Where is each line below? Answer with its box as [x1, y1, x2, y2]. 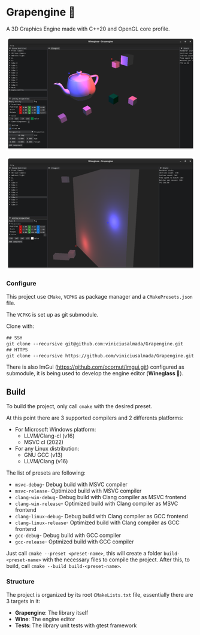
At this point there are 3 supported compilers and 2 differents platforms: [6, 414, 184, 421]
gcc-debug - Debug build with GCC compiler [14, 532, 122, 539]
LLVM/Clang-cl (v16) [23, 432, 75, 439]
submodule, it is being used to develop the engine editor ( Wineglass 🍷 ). [6, 369, 184, 376]
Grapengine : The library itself [14, 609, 89, 616]
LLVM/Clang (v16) [23, 458, 68, 465]
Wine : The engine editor [14, 615, 75, 622]
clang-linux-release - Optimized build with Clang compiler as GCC [14, 519, 180, 526]
